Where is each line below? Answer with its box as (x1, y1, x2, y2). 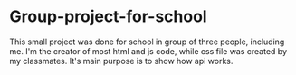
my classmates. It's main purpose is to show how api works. (9, 55, 234, 66)
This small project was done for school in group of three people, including (9, 36, 285, 47)
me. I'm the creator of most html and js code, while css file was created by (9, 45, 288, 56)
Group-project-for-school (9, 6, 207, 27)
